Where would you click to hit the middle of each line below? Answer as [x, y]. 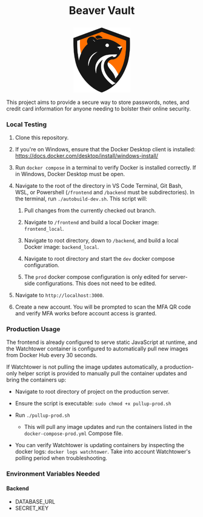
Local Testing [27, 124]
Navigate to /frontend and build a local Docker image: [92, 222]
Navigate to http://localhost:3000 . [59, 295]
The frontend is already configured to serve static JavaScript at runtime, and [102, 342]
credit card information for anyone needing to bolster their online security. [98, 108]
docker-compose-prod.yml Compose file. [73, 433]
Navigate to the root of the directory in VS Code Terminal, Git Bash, [99, 186]
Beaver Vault [102, 11]
